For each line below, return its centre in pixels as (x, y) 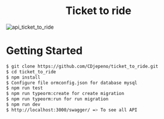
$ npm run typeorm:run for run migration (57, 99)
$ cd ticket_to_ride (31, 72)
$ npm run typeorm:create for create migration (65, 94)
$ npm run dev (23, 104)
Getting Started (45, 51)
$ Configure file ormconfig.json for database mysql (72, 83)
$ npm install (23, 77)
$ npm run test (25, 88)
